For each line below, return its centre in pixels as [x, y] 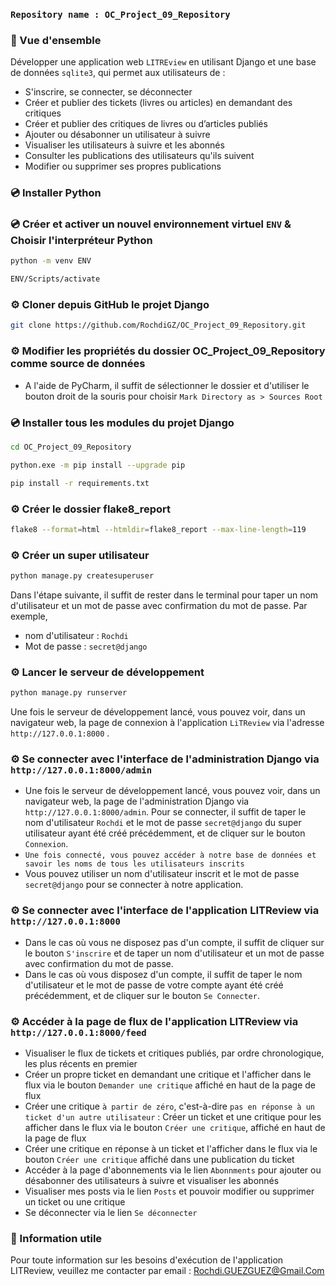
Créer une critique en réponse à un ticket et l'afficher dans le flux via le [171, 1148]
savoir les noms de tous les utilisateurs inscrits [134, 864]
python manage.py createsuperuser [82, 576]
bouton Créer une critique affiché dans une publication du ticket [159, 1159]
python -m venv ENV [51, 261]
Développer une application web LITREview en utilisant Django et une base [163, 62]
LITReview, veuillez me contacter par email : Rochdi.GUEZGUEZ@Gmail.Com [167, 1271]
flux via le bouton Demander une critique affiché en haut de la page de [170, 1085]
